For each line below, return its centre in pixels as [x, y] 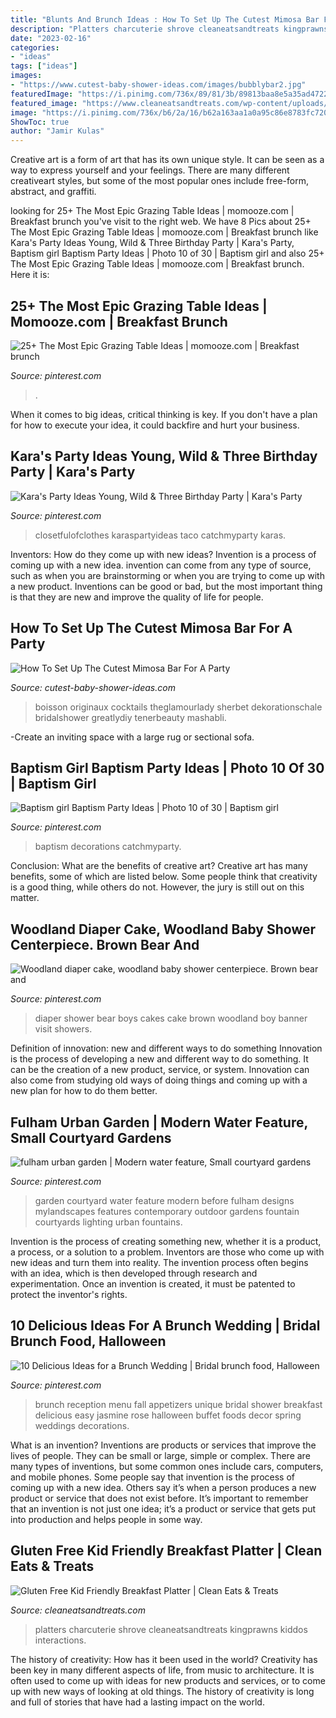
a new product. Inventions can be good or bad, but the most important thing [166, 586]
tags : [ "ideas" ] [44, 66]
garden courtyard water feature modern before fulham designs [164, 1200]
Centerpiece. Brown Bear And [105, 944]
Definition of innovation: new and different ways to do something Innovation [166, 1048]
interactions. [60, 1640]
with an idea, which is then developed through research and [134, 1273]
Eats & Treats [52, 1566]
